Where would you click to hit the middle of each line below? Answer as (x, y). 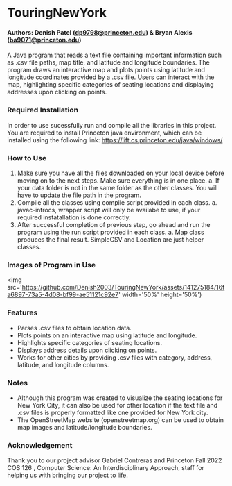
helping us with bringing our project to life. (68, 475)
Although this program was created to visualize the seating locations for (120, 398)
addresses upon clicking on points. (57, 92)
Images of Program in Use (51, 265)
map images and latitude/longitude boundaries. (84, 427)
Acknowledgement (40, 445)
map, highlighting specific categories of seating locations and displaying (110, 85)
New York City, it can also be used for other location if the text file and (117, 405)
